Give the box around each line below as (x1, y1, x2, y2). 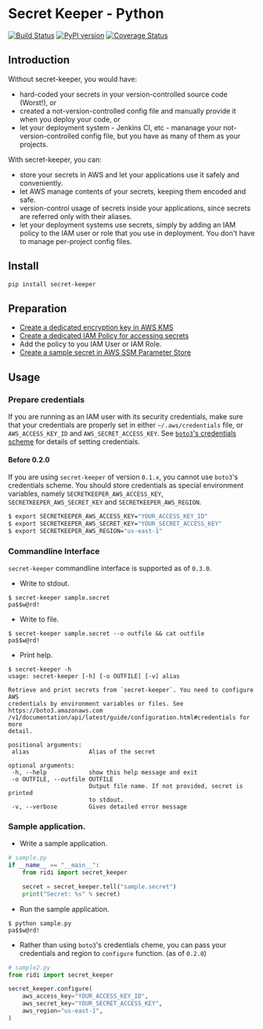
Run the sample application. (19, 904, 110, 914)
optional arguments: (8, 762, 76, 770)
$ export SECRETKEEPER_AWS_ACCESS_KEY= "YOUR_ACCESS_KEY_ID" (8, 513, 209, 520)
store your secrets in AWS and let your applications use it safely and (19, 170, 240, 179)
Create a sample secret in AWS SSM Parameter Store (19, 348, 192, 357)
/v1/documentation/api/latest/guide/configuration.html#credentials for (8, 713, 250, 722)
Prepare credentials (8, 394, 85, 405)
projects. (19, 139, 49, 149)
